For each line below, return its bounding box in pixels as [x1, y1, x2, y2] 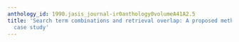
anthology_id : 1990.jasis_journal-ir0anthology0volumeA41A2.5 [7, 10, 196, 18]
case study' [14, 23, 50, 31]
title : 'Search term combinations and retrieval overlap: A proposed [7, 17, 218, 24]
